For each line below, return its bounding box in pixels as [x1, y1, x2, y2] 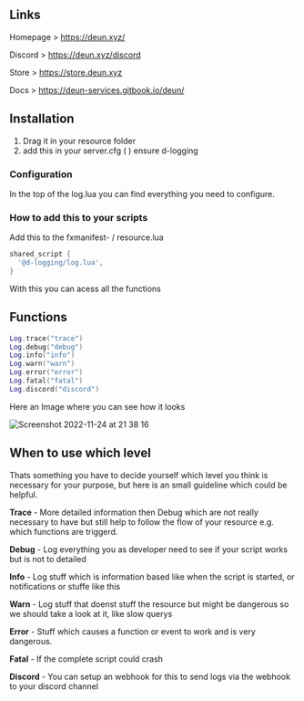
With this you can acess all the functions [9, 283, 161, 294]
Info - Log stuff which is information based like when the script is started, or [9, 570, 295, 582]
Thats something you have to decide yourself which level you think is [9, 469, 269, 480]
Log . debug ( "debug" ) [9, 342, 84, 351]
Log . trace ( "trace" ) [9, 333, 84, 343]
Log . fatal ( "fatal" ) [9, 376, 84, 386]
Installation [9, 111, 75, 127]
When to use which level [9, 445, 152, 461]
